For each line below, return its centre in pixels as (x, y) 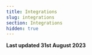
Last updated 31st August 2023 (46, 45)
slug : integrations (30, 17)
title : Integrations (32, 12)
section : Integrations (34, 23)
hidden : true (22, 28)
